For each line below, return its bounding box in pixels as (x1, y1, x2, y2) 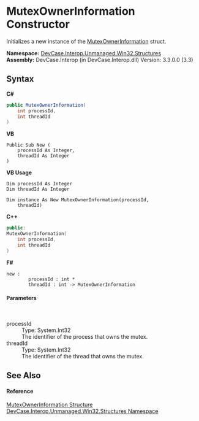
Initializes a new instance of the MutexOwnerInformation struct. (6, 37, 167, 45)
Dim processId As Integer (6, 181, 72, 187)
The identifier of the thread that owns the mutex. (21, 352, 144, 360)
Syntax (6, 74, 34, 84)
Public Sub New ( (6, 142, 51, 149)
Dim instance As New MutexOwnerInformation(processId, (6, 197, 149, 203)
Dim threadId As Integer (6, 186, 70, 193)
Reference (6, 387, 34, 395)
